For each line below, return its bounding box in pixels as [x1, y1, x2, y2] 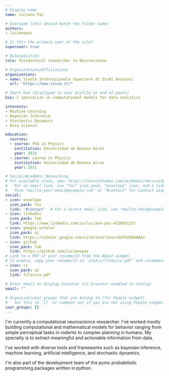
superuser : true [5, 44, 39, 49]
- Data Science [5, 123, 37, 128]
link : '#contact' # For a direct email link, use [10, 207, 118, 212]
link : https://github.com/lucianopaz [10, 249, 89, 254]
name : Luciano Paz [5, 12, 44, 17]
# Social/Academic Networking [5, 174, 69, 179]
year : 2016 [14, 151, 37, 156]
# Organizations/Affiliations [5, 67, 69, 72]
